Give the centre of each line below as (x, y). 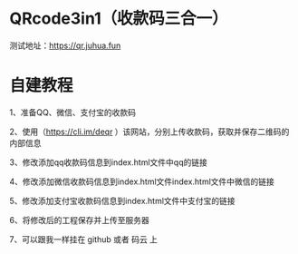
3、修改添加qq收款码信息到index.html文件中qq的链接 (109, 162)
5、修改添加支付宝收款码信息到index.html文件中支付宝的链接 (122, 200)
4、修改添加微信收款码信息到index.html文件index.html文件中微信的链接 (142, 181)
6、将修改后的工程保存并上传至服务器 (79, 220)
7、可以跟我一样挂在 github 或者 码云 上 (84, 239)
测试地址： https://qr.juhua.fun (65, 45)
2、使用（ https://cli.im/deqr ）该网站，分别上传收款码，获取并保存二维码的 (149, 132)
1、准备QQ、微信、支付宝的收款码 (73, 112)
